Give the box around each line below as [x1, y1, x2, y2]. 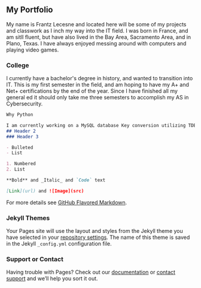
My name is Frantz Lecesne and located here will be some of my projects [6, 20, 187, 28]
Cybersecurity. [6, 100, 43, 107]
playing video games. [6, 46, 59, 53]
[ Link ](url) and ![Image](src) [6, 188, 84, 194]
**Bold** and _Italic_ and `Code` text [6, 177, 106, 183]
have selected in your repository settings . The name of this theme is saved [6, 234, 190, 241]
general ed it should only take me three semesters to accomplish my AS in [6, 94, 189, 101]
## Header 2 [6, 128, 36, 134]
